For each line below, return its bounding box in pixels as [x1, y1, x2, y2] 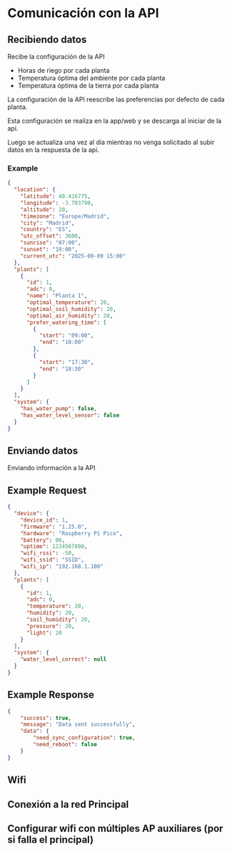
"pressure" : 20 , [26, 622, 75, 629]
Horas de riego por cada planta [17, 66, 110, 74]
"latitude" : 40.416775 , [20, 193, 91, 201]
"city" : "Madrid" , [20, 219, 75, 226]
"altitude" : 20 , [20, 206, 69, 213]
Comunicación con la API [7, 5, 159, 21]
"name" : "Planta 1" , [26, 293, 88, 300]
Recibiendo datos [7, 34, 87, 46]
